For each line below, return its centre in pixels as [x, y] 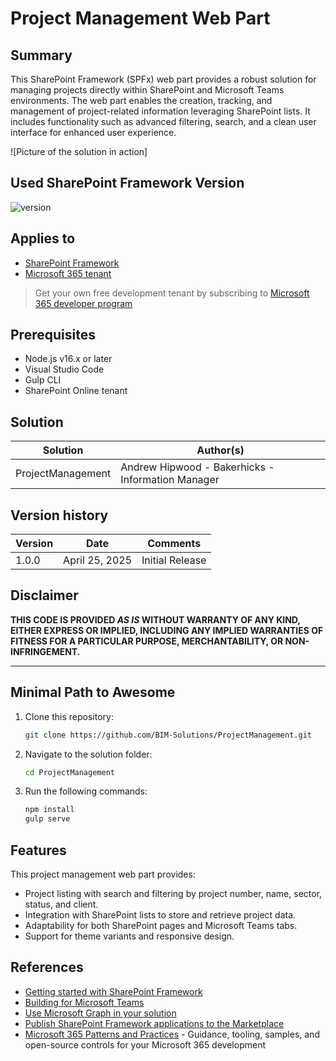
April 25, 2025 [97, 560]
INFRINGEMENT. [45, 651]
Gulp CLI [43, 380]
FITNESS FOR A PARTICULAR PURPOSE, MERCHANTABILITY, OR [147, 641]
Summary [41, 55]
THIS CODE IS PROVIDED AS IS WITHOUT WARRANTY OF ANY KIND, [155, 619]
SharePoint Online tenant [76, 391]
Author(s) [220, 450]
